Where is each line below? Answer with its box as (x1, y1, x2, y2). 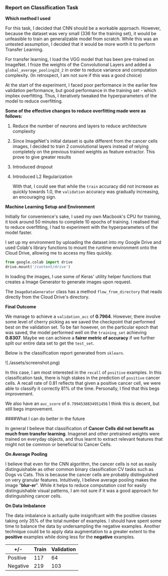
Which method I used (5, 16, 51, 22)
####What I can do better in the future (5, 416, 85, 422)
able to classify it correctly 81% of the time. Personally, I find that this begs (5, 385, 159, 391)
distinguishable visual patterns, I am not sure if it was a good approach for (5, 487, 159, 494)
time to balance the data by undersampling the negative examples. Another (5, 523, 160, 529)
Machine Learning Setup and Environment (5, 204, 95, 210)
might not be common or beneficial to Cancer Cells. (5, 442, 112, 448)
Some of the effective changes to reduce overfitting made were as (5, 108, 146, 114)
